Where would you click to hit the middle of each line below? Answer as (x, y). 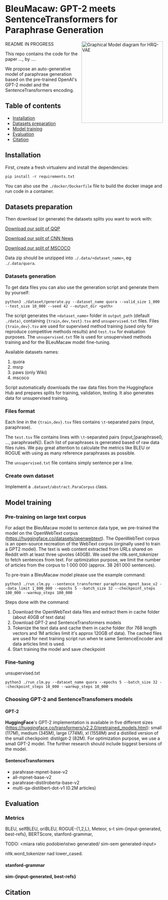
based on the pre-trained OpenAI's (41, 79)
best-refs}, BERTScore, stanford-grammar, (49, 834)
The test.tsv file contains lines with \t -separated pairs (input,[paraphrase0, (84, 437)
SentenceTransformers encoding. (39, 90)
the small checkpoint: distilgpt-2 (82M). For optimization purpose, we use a (82, 738)
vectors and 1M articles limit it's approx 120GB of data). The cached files (87, 633)
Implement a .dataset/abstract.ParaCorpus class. (56, 487)
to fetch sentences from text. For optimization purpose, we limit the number (83, 559)
